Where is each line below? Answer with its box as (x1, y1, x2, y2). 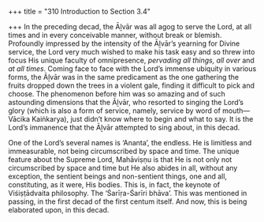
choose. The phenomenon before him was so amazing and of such (8, 89, 226, 98)
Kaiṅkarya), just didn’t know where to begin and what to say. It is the (31, 115, 254, 123)
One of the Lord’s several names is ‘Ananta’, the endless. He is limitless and (8, 138, 252, 147)
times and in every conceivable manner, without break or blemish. (8, 31, 222, 40)
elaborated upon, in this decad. (8, 205, 110, 214)
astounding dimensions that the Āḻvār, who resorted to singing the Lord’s (8, 98, 244, 107)
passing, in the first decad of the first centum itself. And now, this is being (8, 197, 247, 206)
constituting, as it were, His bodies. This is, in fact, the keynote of (8, 180, 221, 189)
